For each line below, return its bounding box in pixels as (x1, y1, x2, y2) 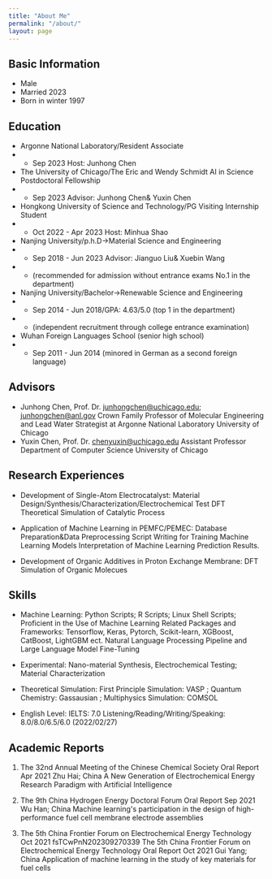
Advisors (8, 380, 55, 394)
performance (19, 813, 65, 823)
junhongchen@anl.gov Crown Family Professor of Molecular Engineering (19, 410, 264, 420)
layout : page (8, 27, 53, 35)
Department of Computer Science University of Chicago (19, 444, 209, 455)
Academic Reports (8, 741, 105, 755)
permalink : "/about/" (8, 19, 82, 28)
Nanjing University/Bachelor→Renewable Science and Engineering (19, 288, 244, 297)
